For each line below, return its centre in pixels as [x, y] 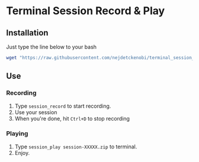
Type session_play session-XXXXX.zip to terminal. [76, 147]
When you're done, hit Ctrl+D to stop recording [72, 118]
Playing [17, 134]
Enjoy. [22, 153]
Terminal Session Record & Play [86, 11]
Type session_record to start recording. [63, 106]
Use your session [36, 112]
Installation [27, 33]
